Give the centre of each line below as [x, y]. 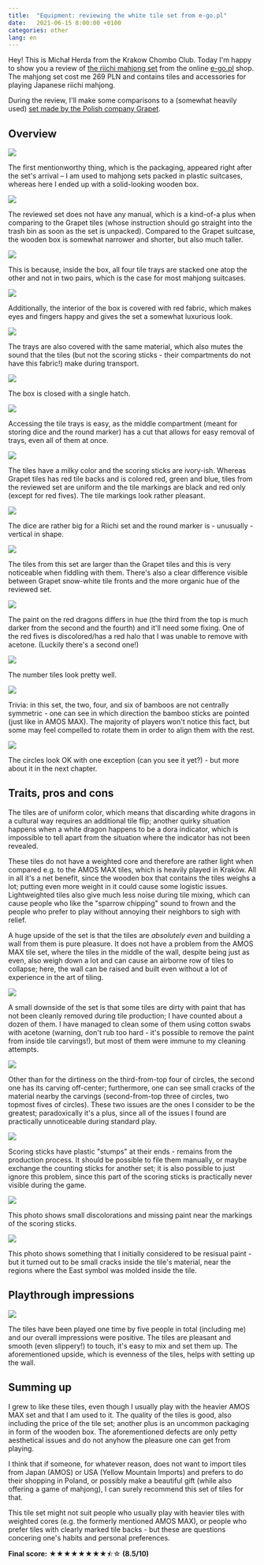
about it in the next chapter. [53, 769]
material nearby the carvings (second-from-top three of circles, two [119, 1096]
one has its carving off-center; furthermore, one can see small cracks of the [132, 1087]
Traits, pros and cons [61, 793]
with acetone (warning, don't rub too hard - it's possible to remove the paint [131, 1032]
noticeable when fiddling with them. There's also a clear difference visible [128, 572]
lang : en [22, 38]
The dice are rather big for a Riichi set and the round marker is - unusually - [131, 526]
